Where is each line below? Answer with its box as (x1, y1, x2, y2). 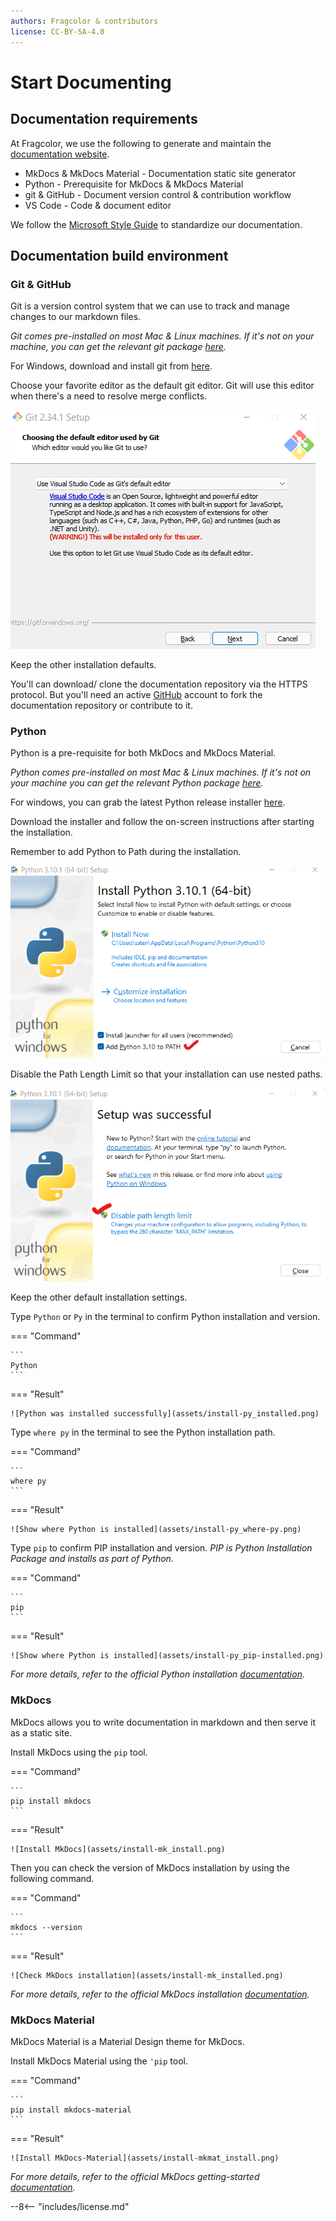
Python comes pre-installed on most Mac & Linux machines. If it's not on (10, 766, 312, 779)
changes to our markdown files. (10, 311, 142, 323)
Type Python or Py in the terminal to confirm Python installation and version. (10, 1311, 321, 1323)
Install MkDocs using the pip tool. (10, 1746, 148, 1758)
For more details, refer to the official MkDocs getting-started (10, 2171, 260, 2183)
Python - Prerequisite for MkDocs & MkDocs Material (24, 178, 244, 190)
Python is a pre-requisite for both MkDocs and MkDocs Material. (10, 747, 277, 759)
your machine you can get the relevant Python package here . (10, 777, 264, 789)
